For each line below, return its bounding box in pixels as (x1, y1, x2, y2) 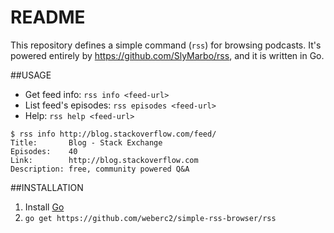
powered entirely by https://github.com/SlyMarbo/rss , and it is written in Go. (10, 49, 325, 61)
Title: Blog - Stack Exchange (10, 137, 163, 148)
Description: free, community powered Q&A (10, 164, 190, 174)
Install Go (24, 201, 65, 213)
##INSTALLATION (10, 181, 84, 193)
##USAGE (10, 69, 52, 81)
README (10, 6, 86, 29)
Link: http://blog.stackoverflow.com (10, 155, 199, 165)
